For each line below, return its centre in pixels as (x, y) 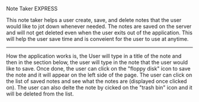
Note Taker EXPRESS (32, 9)
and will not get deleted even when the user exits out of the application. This (99, 33)
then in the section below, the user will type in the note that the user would (97, 62)
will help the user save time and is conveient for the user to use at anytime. (97, 39)
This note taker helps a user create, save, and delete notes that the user (94, 20)
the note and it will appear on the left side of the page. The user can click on (99, 75)
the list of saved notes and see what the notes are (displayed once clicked (97, 81)
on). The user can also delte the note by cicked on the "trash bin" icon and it (99, 87)
